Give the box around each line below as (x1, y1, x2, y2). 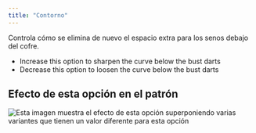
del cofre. (8, 41, 39, 51)
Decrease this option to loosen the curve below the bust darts (19, 64, 219, 74)
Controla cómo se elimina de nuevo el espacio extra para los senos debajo (8, 33, 249, 42)
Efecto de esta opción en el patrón (8, 88, 178, 101)
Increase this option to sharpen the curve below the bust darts (19, 56, 221, 66)
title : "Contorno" (8, 11, 68, 20)
